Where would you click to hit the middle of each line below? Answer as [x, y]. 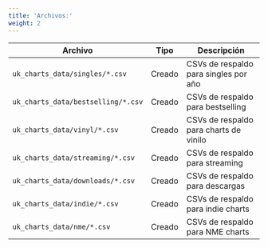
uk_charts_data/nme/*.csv [61, 226]
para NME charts [218, 231]
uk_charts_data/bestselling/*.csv [78, 102]
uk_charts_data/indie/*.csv [65, 204]
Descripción [221, 50]
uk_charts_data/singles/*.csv [70, 74]
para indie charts [218, 209]
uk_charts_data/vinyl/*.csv [65, 130]
